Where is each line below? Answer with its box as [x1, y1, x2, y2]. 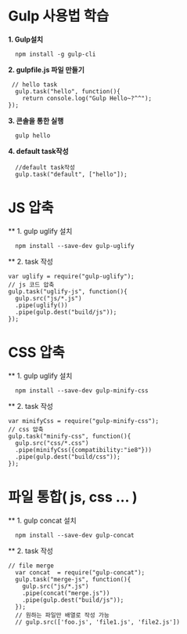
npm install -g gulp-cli [15, 50, 96, 58]
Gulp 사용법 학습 [8, 7, 110, 25]
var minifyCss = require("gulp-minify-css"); [8, 417, 159, 424]
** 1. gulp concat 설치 [8, 516, 77, 525]
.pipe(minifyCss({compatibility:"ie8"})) [15, 446, 153, 454]
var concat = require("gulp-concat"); [15, 568, 146, 577]
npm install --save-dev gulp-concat [15, 531, 135, 539]
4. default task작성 [8, 146, 69, 155]
